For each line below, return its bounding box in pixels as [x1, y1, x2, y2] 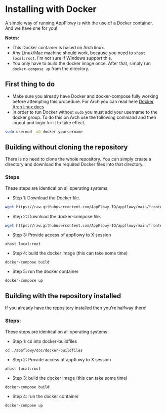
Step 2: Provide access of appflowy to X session [12, 356, 111, 362]
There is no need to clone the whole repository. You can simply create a [5, 156, 152, 162]
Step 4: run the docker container [12, 393, 79, 399]
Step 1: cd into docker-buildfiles [12, 338, 77, 344]
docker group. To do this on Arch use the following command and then [12, 114, 157, 120]
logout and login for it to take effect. [12, 119, 85, 125]
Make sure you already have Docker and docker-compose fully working [12, 93, 159, 99]
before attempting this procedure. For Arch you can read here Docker [12, 98, 154, 104]
